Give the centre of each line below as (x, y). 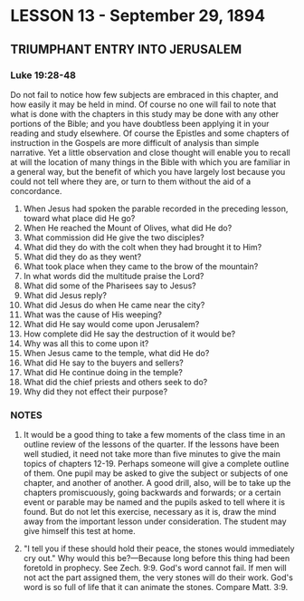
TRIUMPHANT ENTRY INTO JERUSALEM (126, 49)
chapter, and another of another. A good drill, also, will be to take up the (157, 483)
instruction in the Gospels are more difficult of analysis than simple (135, 142)
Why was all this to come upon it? (86, 343)
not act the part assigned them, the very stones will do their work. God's (158, 577)
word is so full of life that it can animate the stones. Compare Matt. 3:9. (156, 587)
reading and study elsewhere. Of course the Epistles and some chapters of (150, 133)
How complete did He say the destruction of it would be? (129, 334)
